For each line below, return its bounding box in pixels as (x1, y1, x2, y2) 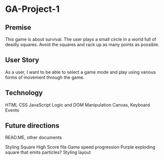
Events (5, 107, 19, 113)
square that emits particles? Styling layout (5, 150, 91, 156)
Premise (5, 23, 31, 32)
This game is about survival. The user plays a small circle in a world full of (5, 36, 157, 42)
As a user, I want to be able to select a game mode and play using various (5, 69, 156, 75)
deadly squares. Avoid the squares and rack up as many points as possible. (5, 42, 160, 48)
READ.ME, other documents (5, 135, 62, 141)
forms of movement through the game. (5, 74, 84, 80)
